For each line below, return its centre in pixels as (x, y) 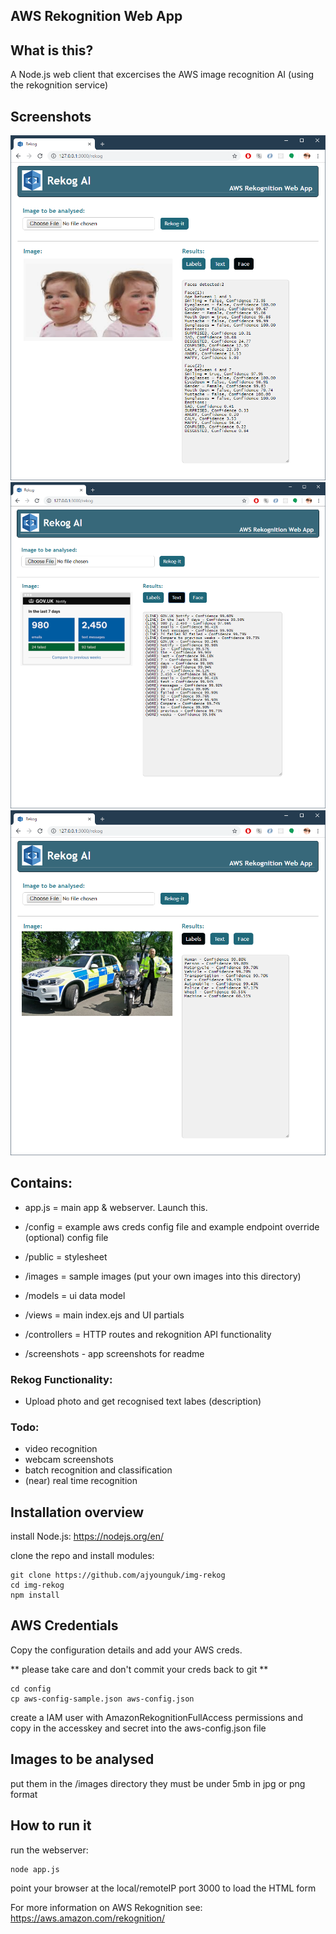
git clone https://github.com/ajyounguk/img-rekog (118, 1575)
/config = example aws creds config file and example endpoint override (172, 1226)
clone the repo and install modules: (82, 1556)
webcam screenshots (69, 1460)
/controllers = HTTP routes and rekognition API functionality (148, 1334)
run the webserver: (49, 1850)
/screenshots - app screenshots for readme (114, 1353)
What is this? (52, 50)
